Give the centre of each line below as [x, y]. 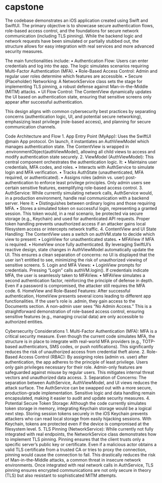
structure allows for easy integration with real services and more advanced [80, 46]
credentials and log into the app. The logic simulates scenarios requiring [77, 66]
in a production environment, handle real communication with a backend [77, 198]
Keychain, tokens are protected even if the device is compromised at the [77, 424]
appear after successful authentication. [44, 102]
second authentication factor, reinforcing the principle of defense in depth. [79, 280]
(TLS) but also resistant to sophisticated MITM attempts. [61, 475]
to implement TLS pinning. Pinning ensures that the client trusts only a [75, 439]
